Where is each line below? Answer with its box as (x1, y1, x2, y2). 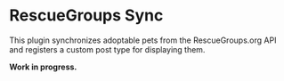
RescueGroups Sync (9, 5, 164, 26)
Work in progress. (9, 61, 77, 72)
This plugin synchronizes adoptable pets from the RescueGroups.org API (9, 35, 277, 45)
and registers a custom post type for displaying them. (9, 44, 206, 54)
